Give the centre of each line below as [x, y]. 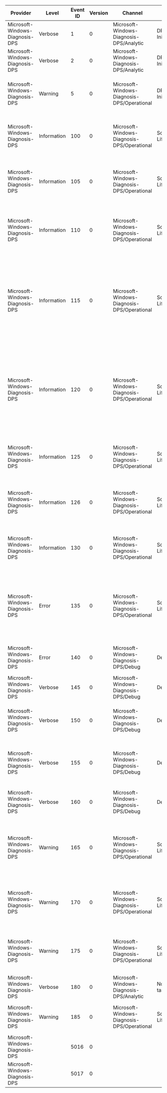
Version [99, 13]
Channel [133, 13]
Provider [21, 13]
